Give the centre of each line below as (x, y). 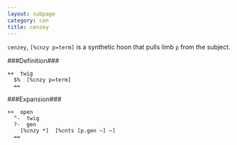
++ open (20, 112)
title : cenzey (28, 27)
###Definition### (33, 61)
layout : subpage (31, 14)
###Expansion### (34, 99)
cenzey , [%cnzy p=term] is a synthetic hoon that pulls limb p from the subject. (119, 47)
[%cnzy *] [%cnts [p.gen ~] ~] (68, 131)
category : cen (28, 21)
